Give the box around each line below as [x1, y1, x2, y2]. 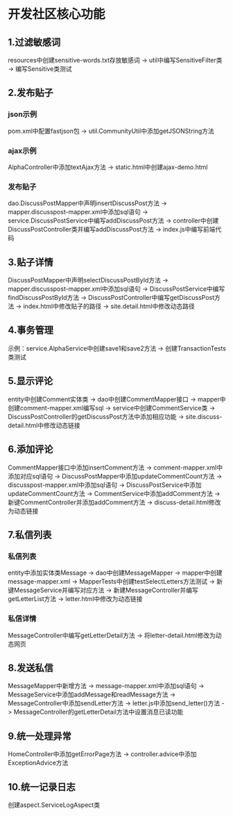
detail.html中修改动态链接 [8, 421, 80, 429]
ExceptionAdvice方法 [8, 759, 69, 767]
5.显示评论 [8, 375, 53, 387]
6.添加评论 [8, 443, 54, 456]
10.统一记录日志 [8, 781, 76, 793]
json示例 [8, 109, 37, 119]
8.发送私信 [8, 662, 54, 673]
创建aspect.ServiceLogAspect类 [8, 801, 100, 809]
